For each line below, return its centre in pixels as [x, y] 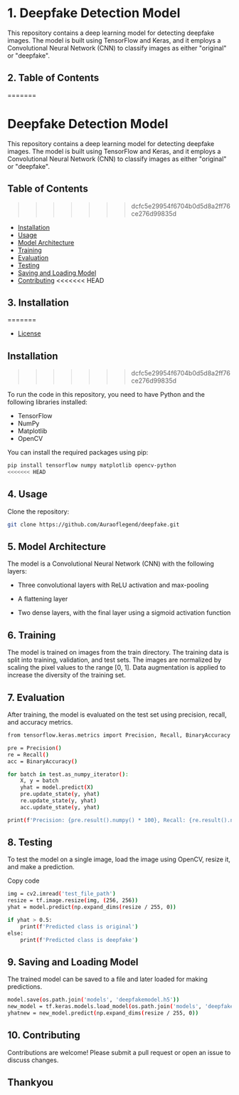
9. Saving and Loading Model [73, 962]
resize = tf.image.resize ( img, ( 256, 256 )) [73, 901]
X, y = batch [39, 781]
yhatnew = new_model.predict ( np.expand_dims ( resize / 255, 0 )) [103, 1013]
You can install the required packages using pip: [78, 452]
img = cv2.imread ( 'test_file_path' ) [62, 894]
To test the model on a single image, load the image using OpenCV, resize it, [119, 859]
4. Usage [27, 494]
